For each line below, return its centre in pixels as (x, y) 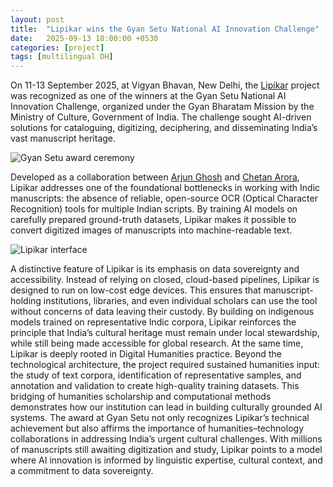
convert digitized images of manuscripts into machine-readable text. (151, 230)
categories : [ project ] (57, 47)
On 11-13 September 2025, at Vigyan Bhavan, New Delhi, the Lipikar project (165, 85)
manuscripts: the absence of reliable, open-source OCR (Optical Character (164, 198)
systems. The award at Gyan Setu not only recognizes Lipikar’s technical (160, 418)
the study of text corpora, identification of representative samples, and (156, 375)
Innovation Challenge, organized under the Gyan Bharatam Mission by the (162, 107)
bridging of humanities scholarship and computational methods (141, 397)
